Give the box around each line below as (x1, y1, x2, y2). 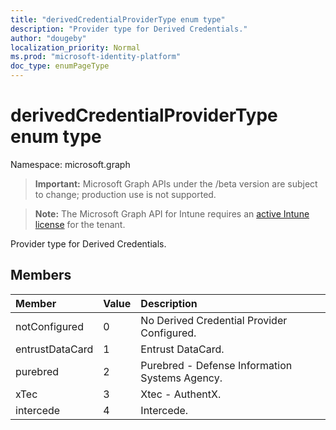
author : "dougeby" (10, 33, 87, 43)
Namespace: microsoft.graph (10, 158, 131, 170)
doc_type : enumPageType (10, 61, 110, 71)
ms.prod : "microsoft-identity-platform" (10, 52, 182, 62)
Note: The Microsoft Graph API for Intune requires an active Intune (34, 207, 310, 220)
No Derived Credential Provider (140, 313, 288, 327)
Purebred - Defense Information (140, 358, 293, 372)
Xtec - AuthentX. (140, 387, 222, 401)
